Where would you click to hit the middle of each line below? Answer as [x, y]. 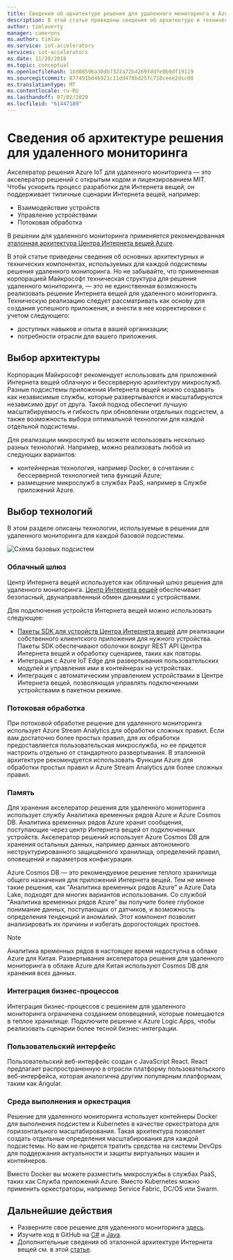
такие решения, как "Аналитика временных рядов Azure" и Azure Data [112, 887]
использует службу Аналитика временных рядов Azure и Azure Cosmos [114, 815]
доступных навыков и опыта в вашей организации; [93, 329]
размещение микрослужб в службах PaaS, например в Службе [112, 482]
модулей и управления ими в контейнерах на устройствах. [105, 668]
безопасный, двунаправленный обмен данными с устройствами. [104, 597]
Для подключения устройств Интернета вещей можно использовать [110, 610]
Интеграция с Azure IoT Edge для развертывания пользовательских [118, 660]
